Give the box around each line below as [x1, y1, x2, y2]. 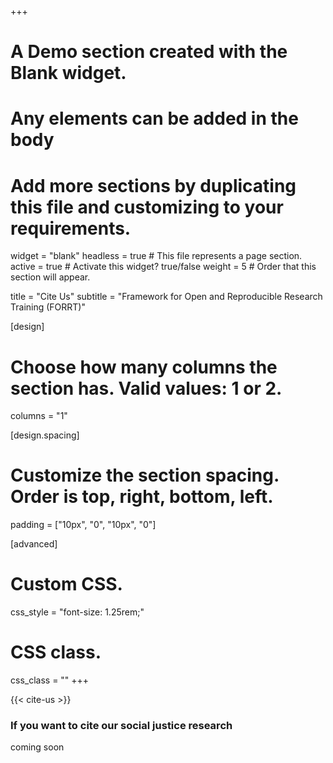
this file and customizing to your [10, 196, 284, 218]
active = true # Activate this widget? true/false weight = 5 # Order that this [10, 261, 317, 273]
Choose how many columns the [10, 356, 278, 378]
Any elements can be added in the [10, 107, 299, 130]
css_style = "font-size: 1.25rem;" [10, 606, 145, 618]
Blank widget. [10, 62, 127, 85]
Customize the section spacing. [10, 464, 280, 487]
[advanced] [10, 538, 58, 550]
